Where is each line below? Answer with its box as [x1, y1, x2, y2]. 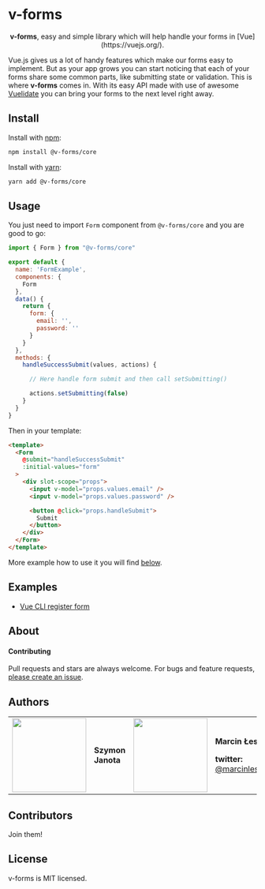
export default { [8, 258, 65, 266]
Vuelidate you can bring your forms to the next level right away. [8, 88, 215, 98]
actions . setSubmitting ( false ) [28, 389, 129, 398]
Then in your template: [8, 426, 82, 435]
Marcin [215, 736, 242, 747]
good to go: [8, 229, 46, 238]
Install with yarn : [8, 162, 62, 171]
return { [22, 302, 51, 310]
